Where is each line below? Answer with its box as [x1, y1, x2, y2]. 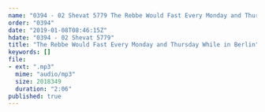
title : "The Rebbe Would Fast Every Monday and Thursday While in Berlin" [8, 41, 259, 49]
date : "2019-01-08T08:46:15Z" [8, 26, 108, 34]
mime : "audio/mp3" [15, 70, 77, 78]
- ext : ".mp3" [8, 63, 55, 71]
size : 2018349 [15, 77, 62, 85]
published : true [8, 92, 62, 100]
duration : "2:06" [15, 84, 73, 93]
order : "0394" [8, 19, 55, 27]
